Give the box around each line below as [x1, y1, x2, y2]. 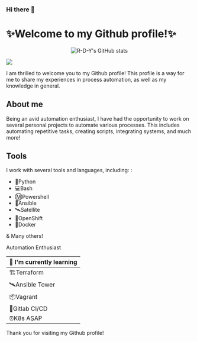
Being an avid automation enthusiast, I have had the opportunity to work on [6, 115, 189, 122]
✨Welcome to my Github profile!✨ [6, 27, 176, 41]
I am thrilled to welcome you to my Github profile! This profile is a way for [6, 69, 185, 76]
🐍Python [14, 178, 36, 185]
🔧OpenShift [14, 215, 43, 222]
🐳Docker [14, 221, 37, 228]
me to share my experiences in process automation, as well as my [6, 76, 167, 83]
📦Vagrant [9, 293, 38, 301]
